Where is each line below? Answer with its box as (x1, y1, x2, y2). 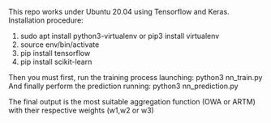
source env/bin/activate (19, 40, 100, 49)
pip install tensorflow (19, 49, 91, 57)
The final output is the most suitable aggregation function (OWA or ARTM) (8, 97, 256, 106)
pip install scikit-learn (19, 57, 92, 66)
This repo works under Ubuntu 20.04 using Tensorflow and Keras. (8, 7, 230, 16)
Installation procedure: (8, 15, 84, 25)
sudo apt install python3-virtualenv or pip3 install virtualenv (19, 32, 220, 40)
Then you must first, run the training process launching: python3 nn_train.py (8, 73, 263, 82)
